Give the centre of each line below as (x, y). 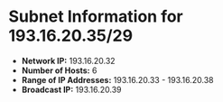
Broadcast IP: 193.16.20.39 (71, 89)
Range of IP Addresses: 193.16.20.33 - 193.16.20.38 (117, 79)
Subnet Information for (96, 17)
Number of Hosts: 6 (59, 70)
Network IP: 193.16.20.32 (68, 60)
